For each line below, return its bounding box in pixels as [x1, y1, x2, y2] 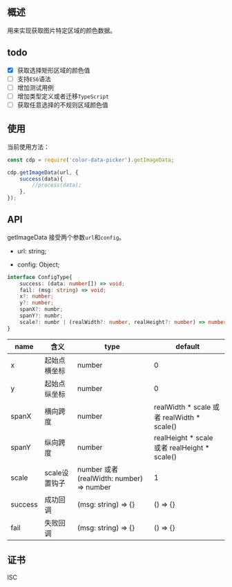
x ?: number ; [19, 293, 54, 300]
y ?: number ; [19, 300, 54, 307]
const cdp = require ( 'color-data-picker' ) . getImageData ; [7, 156, 175, 163]
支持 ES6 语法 [17, 75, 52, 83]
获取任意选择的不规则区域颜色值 [17, 100, 108, 109]
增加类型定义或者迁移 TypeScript [17, 92, 109, 100]
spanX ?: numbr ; [19, 306, 64, 313]
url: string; [17, 246, 47, 255]
